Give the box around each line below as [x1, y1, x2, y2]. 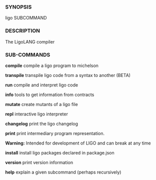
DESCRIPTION [5, 27, 40, 34]
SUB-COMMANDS [5, 51, 50, 58]
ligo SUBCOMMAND [5, 15, 47, 21]
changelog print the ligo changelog [5, 120, 78, 126]
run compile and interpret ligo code [5, 81, 78, 88]
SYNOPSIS [5, 3, 32, 10]
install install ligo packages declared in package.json [5, 149, 115, 155]
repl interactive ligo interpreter [5, 111, 68, 117]
